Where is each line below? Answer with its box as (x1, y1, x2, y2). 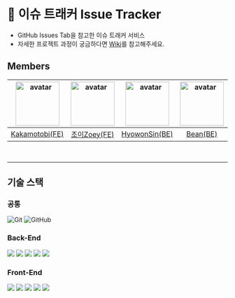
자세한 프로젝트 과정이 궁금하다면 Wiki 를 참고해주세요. (17, 39, 165, 48)
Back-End (7, 233, 41, 243)
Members (7, 60, 50, 72)
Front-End (7, 267, 43, 277)
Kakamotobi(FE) (10, 129, 64, 139)
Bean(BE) (186, 129, 218, 139)
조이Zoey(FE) (71, 129, 115, 139)
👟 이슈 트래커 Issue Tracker (7, 6, 162, 22)
